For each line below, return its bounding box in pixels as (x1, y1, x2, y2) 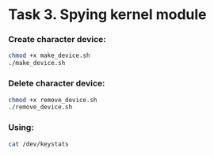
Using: (8, 122, 34, 133)
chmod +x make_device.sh (8, 51, 90, 60)
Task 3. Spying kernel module (8, 6, 208, 24)
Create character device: (8, 34, 107, 45)
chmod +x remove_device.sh (8, 96, 97, 104)
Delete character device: (8, 78, 105, 89)
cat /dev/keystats (8, 140, 69, 148)
